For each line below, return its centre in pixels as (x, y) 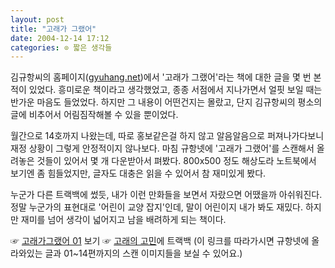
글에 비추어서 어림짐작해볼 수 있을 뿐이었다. (94, 115)
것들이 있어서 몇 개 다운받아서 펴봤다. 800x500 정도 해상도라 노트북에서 (176, 161)
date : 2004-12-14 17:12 (60, 38)
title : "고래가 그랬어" (53, 29)
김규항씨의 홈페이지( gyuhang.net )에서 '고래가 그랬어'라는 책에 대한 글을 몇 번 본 (166, 77)
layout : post (37, 19)
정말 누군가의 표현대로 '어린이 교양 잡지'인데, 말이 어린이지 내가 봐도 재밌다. (156, 207)
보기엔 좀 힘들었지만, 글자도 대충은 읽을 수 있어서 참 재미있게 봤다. (138, 173)
